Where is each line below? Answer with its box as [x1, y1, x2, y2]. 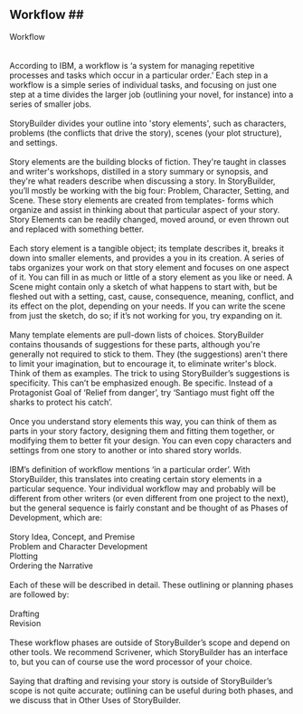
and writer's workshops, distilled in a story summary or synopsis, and [9, 166, 269, 176]
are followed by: [9, 588, 70, 600]
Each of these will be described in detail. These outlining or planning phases [9, 579, 294, 590]
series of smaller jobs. [9, 99, 92, 109]
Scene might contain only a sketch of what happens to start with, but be [9, 281, 278, 292]
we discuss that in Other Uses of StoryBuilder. [9, 694, 181, 705]
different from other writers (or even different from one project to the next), [9, 492, 289, 503]
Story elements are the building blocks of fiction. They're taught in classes [9, 156, 287, 167]
